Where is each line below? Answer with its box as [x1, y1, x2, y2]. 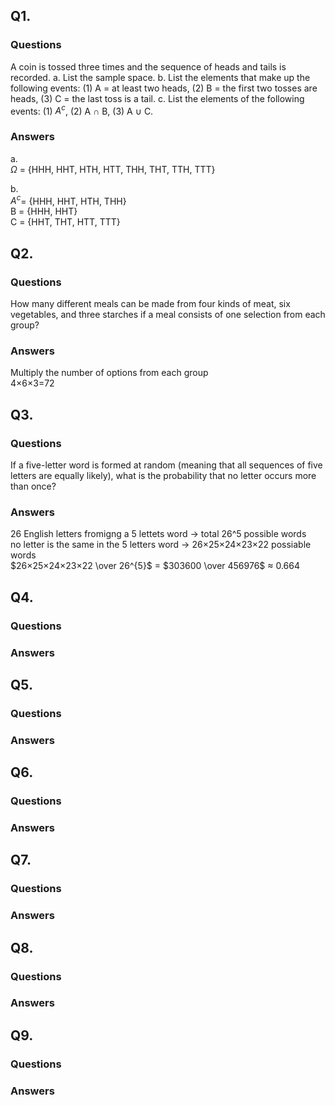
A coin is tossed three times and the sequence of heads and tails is [10, 60, 287, 73]
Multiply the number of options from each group [10, 367, 209, 379]
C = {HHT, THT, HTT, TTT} [10, 216, 121, 228]
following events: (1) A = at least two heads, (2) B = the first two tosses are [10, 82, 318, 94]
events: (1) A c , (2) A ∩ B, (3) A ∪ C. [10, 103, 154, 117]
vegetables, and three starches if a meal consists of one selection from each [10, 308, 326, 320]
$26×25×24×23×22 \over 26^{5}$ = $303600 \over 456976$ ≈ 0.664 [10, 560, 301, 572]
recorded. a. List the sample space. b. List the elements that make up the [10, 71, 311, 83]
